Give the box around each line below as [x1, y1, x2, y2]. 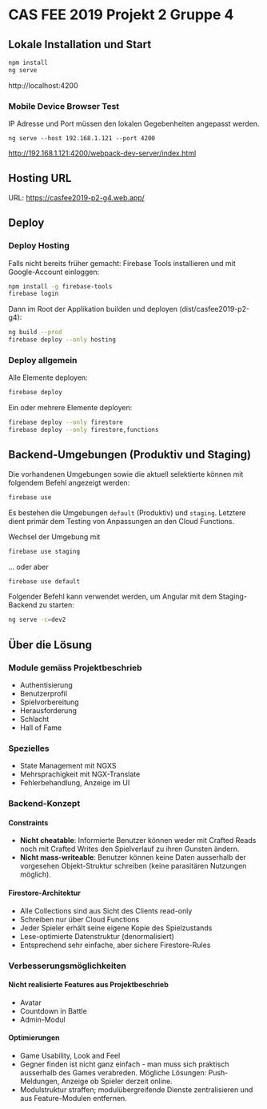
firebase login [8, 290, 59, 298]
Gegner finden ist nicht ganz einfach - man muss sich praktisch [19, 1059, 229, 1069]
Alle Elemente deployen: [8, 373, 88, 382]
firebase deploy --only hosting [8, 336, 116, 344]
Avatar [19, 998, 42, 1007]
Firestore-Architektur [8, 888, 82, 897]
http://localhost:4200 [8, 80, 78, 90]
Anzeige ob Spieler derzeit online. [61, 1076, 173, 1086]
